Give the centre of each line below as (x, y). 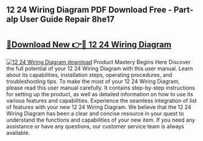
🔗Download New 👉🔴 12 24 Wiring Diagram (89, 44)
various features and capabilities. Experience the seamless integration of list (101, 100)
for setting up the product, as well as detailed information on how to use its (100, 94)
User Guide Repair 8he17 (68, 20)
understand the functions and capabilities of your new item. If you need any (101, 120)
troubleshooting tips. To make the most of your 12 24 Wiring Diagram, (93, 81)
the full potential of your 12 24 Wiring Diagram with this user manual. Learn (100, 68)
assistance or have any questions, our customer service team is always (95, 126)
